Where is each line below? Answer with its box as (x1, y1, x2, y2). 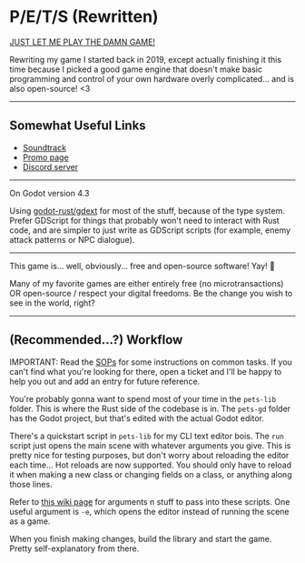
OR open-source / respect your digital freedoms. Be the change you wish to (9, 287, 293, 298)
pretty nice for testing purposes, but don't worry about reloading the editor (9, 449, 290, 460)
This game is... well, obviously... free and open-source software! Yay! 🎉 (9, 260, 275, 271)
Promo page (22, 152, 70, 163)
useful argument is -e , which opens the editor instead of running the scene (9, 506, 290, 517)
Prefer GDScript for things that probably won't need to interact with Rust (9, 215, 280, 226)
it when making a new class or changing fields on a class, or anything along (9, 468, 292, 479)
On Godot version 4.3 (9, 187, 90, 198)
